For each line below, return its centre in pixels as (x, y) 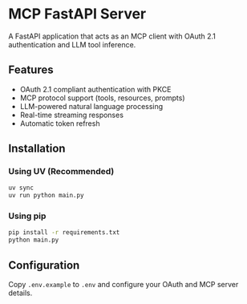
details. (20, 293)
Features (31, 70)
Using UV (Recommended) (61, 172)
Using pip (27, 216)
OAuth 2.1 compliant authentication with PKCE (95, 89)
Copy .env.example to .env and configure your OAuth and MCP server (123, 285)
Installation (37, 149)
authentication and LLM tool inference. (72, 44)
